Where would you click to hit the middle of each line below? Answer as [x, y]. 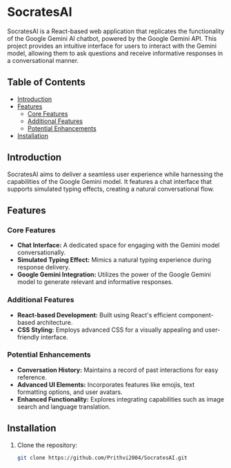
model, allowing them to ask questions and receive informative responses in [115, 53]
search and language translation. [64, 406]
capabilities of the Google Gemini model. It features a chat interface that [110, 181]
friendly [28, 337]
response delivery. [43, 268]
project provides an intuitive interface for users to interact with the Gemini [112, 46]
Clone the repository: [47, 445]
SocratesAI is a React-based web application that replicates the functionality [116, 31]
